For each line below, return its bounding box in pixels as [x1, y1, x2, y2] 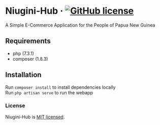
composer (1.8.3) [12, 56, 48, 62]
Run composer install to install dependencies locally [5, 84, 116, 90]
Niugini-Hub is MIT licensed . [5, 114, 65, 120]
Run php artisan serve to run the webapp [5, 89, 93, 95]
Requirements [5, 37, 51, 45]
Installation [5, 70, 42, 79]
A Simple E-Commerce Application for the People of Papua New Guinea [5, 22, 155, 28]
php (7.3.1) [12, 50, 35, 56]
